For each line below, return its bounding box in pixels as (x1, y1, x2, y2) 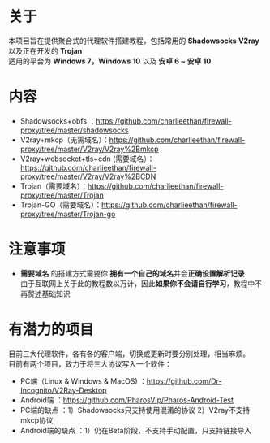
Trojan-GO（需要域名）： (19, 200, 102, 210)
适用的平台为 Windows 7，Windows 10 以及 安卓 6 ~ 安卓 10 (8, 56, 212, 66)
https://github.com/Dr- (146, 376, 222, 386)
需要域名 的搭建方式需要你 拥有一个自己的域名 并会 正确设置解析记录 (19, 268, 245, 278)
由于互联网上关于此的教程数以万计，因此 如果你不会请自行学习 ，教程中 (19, 278, 255, 289)
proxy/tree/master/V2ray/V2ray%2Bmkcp (19, 144, 160, 154)
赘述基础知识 (27, 289, 71, 298)
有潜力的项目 (8, 320, 95, 338)
